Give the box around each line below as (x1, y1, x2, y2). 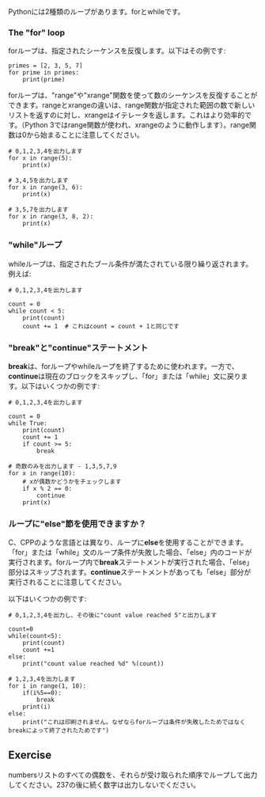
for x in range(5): (8, 154, 73, 162)
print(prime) (22, 76, 66, 84)
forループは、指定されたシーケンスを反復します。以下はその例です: (8, 46, 226, 55)
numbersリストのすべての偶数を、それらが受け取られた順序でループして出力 (8, 770, 258, 780)
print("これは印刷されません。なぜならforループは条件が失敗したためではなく (22, 719, 246, 727)
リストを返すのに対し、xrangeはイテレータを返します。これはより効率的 (8, 110, 245, 120)
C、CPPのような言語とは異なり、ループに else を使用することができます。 (8, 537, 248, 548)
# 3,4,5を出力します (8, 176, 69, 184)
